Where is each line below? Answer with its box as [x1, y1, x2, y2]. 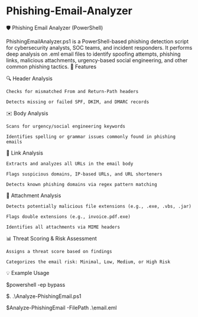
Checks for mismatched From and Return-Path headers [6, 88, 139, 94]
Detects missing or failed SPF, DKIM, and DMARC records [6, 99, 150, 105]
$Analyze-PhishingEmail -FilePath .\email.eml [6, 304, 117, 311]
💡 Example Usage [6, 269, 50, 276]
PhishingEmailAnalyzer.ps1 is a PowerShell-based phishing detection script [6, 37, 189, 45]
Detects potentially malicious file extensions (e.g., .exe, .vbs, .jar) [6, 203, 192, 209]
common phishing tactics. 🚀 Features [6, 63, 96, 70]
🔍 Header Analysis [6, 75, 53, 82]
